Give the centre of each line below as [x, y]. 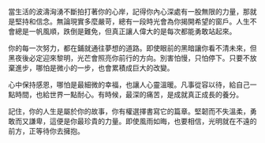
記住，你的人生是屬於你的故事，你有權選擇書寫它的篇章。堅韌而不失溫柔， [129, 111]
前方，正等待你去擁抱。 [46, 131]
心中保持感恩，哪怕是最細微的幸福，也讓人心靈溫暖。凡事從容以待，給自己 [129, 85]
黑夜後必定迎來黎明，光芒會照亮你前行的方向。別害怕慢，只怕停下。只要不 [129, 58]
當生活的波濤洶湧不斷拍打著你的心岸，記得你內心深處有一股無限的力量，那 [129, 11]
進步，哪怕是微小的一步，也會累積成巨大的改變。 [94, 68]
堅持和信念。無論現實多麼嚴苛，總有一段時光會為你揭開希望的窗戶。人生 [132, 21]
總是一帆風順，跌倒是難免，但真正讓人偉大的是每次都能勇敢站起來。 [125, 31]
